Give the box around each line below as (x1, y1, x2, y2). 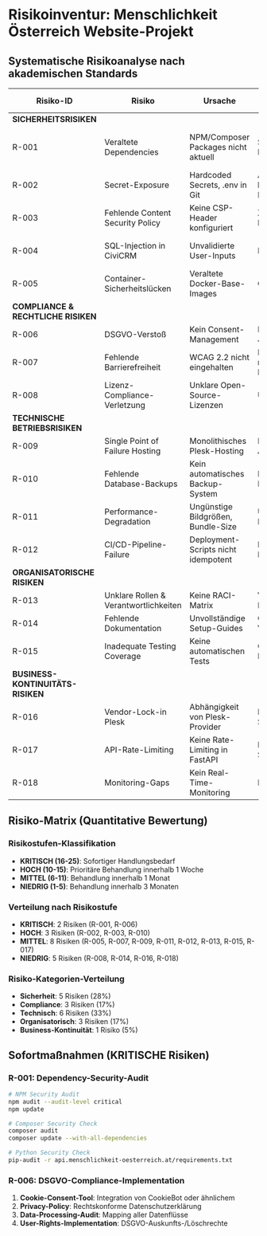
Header (189, 213, 218, 223)
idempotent (189, 554, 233, 565)
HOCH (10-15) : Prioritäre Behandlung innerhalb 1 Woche (19, 865, 204, 874)
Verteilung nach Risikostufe (8, 901, 118, 912)
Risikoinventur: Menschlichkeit (8, 6, 219, 24)
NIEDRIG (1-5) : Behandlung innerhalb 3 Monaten (19, 881, 179, 891)
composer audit (8, 1127, 59, 1135)
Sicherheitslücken (104, 283, 172, 294)
